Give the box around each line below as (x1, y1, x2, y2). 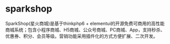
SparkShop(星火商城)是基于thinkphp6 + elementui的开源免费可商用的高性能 (5, 20, 165, 26)
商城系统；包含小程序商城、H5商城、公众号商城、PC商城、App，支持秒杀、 (5, 26, 165, 33)
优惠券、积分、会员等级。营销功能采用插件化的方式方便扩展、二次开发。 (5, 33, 158, 39)
